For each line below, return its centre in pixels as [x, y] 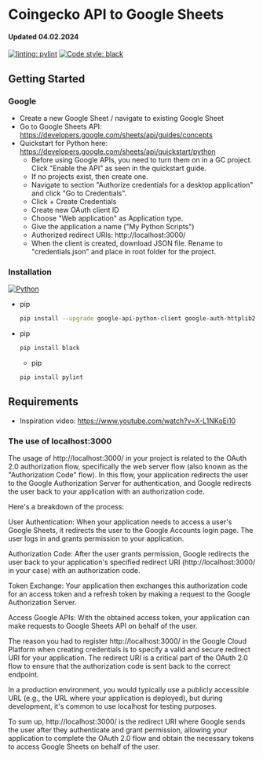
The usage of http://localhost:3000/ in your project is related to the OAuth [128, 458]
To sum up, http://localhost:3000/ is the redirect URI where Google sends [127, 722]
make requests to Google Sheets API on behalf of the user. [103, 626]
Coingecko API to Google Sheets [116, 15]
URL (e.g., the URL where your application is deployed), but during [115, 698]
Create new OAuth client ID [75, 210]
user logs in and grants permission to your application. [96, 538]
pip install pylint [51, 378]
